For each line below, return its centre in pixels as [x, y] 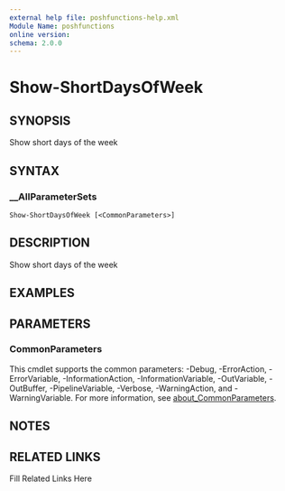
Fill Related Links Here [51, 478]
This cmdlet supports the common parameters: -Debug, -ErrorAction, [138, 369]
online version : [40, 34]
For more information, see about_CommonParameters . [176, 397]
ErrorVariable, [35, 378]
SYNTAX [35, 171]
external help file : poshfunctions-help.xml [94, 18]
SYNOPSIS [40, 120]
